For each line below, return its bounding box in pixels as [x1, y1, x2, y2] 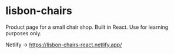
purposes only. [5, 29, 42, 36]
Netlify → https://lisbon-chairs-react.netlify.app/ [5, 41, 122, 48]
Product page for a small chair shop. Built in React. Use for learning [5, 23, 169, 31]
